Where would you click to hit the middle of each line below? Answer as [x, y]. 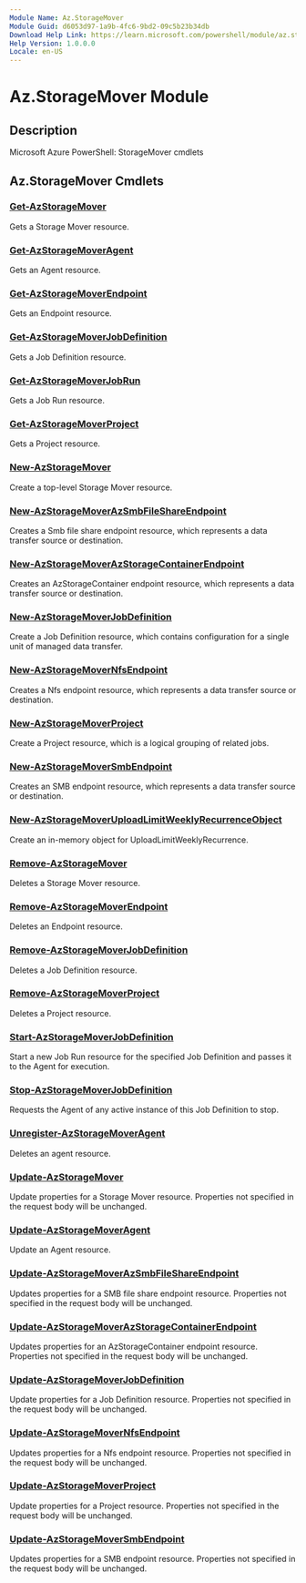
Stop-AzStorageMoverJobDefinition [91, 1090]
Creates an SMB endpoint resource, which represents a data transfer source [153, 786]
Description [43, 130]
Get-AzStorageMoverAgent [71, 250]
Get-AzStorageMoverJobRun [75, 381]
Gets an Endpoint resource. [61, 313]
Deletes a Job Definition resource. [74, 970]
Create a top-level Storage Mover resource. [91, 487]
